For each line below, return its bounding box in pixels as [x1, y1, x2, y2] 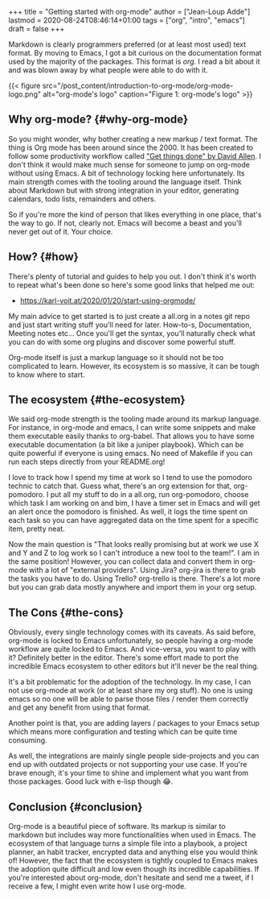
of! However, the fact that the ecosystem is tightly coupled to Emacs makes [8, 855, 259, 865]
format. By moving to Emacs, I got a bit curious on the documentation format [8, 48, 262, 57]
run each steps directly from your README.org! [8, 457, 166, 466]
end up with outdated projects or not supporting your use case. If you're [8, 760, 247, 769]
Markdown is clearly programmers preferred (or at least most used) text [8, 39, 247, 49]
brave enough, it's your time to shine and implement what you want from [8, 768, 249, 778]
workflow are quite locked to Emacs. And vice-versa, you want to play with [8, 644, 256, 654]
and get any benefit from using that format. [8, 702, 151, 712]
